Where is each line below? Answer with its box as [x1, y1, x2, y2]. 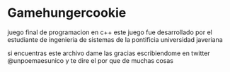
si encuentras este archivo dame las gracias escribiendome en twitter [7, 49, 210, 57]
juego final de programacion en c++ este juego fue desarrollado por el [7, 28, 212, 36]
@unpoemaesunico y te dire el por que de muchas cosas [7, 56, 173, 64]
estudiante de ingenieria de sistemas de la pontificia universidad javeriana [7, 35, 223, 43]
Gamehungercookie [7, 5, 127, 21]
